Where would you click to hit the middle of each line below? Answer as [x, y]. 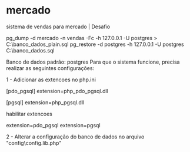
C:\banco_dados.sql [30, 50]
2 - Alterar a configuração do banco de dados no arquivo [75, 137]
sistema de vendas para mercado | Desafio [58, 27]
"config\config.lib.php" [34, 143]
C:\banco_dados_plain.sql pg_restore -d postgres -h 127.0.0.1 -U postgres [95, 44]
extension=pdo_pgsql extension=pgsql [54, 125]
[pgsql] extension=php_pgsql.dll [45, 102]
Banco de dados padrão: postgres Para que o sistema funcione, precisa [93, 62]
